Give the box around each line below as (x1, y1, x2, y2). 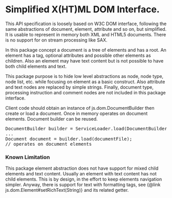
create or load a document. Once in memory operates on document (5, 110, 148, 116)
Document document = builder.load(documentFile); (5, 136, 133, 142)
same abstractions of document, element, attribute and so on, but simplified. (5, 26, 167, 32)
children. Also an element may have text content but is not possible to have (5, 57, 164, 64)
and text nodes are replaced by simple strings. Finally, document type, (5, 84, 154, 90)
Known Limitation (5, 153, 50, 161)
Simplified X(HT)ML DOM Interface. (5, 4, 160, 15)
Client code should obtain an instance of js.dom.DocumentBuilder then (5, 105, 155, 111)
